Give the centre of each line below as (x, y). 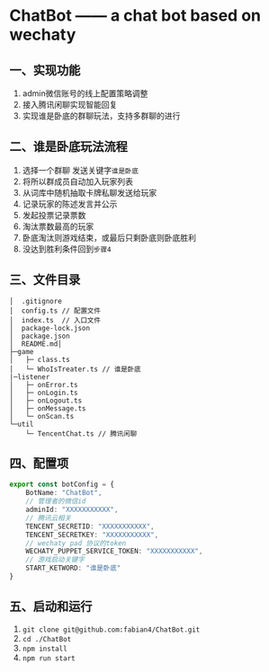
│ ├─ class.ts (40, 359)
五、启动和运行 (51, 607)
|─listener (30, 377)
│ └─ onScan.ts (42, 416)
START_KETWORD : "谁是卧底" (73, 568)
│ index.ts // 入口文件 (55, 320)
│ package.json (40, 336)
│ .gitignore (36, 301)
